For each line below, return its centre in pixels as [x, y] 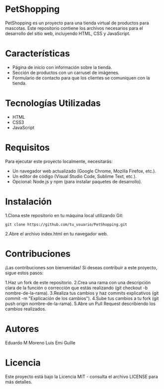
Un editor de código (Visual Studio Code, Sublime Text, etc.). [75, 176]
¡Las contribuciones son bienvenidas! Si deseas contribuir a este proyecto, [81, 267]
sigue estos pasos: [24, 273]
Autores [22, 329]
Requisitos [27, 148]
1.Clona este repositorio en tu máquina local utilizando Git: [64, 215]
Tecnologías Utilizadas [53, 103]
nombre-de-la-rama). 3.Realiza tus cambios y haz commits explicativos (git [82, 293]
